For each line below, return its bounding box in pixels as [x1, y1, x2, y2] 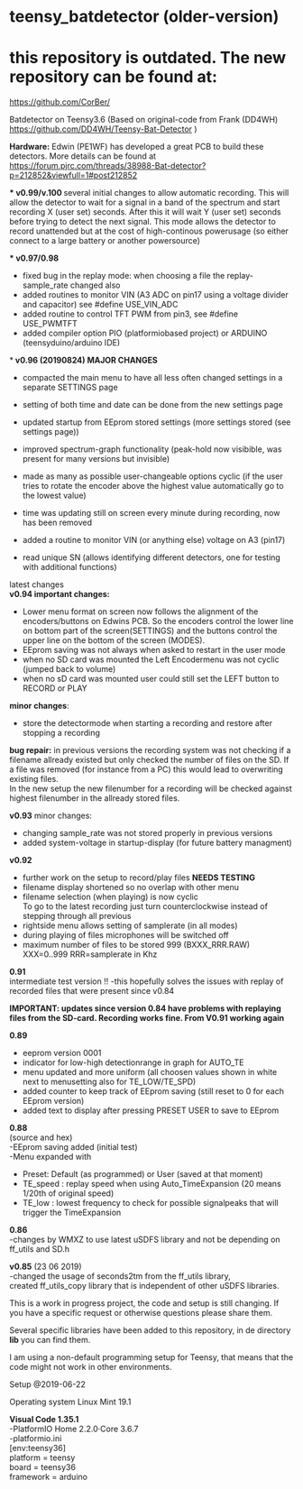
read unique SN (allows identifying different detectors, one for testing [22, 552, 281, 563]
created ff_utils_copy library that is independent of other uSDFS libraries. [9, 1281, 280, 1291]
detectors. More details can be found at [9, 151, 156, 161]
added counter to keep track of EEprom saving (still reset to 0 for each [22, 1086, 284, 1097]
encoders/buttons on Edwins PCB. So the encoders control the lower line [22, 616, 294, 627]
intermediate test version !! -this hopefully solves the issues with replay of [9, 976, 284, 987]
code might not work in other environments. [9, 1362, 172, 1373]
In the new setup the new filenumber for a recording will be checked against [9, 783, 293, 795]
